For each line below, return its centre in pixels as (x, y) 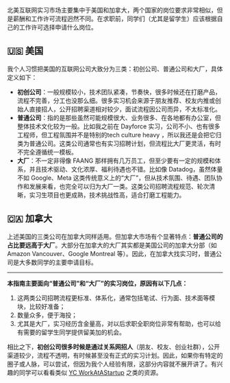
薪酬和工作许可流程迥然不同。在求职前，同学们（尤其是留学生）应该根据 (115, 19)
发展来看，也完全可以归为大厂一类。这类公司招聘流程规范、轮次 (119, 186)
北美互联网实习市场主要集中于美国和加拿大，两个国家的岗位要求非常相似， (112, 10)
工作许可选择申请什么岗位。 (58, 27)
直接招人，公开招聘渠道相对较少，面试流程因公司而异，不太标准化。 (125, 109)
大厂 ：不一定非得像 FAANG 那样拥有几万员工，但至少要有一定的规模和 (116, 161)
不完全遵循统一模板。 (47, 152)
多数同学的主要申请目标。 (61, 262)
